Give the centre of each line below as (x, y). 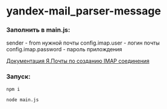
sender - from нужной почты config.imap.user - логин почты (83, 43)
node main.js (23, 100)
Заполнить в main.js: (38, 30)
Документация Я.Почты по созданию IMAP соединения (78, 61)
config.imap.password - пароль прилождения (64, 49)
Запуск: (18, 76)
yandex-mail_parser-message (84, 11)
